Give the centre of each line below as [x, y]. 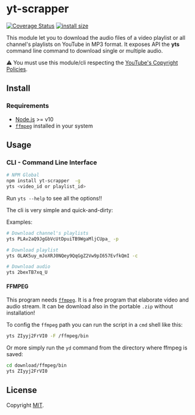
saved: [15, 354]
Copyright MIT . [25, 405]
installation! [21, 313]
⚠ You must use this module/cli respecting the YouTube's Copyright [92, 63]
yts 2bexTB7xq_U [27, 272]
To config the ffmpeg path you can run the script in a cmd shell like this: [94, 325]
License [22, 390]
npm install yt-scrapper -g [43, 181]
